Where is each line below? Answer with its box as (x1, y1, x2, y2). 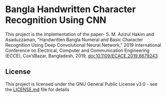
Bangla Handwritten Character (5, 4, 136, 15)
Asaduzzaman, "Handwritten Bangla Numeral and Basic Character (5, 37, 143, 43)
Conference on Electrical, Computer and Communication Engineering (5, 47, 150, 53)
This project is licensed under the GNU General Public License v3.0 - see (5, 81, 158, 87)
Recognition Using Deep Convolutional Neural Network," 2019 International (5, 42, 161, 48)
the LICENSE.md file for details (5, 86, 69, 92)
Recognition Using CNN (5, 14, 107, 26)
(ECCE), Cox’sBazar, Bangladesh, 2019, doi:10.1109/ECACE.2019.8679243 (5, 52, 158, 59)
